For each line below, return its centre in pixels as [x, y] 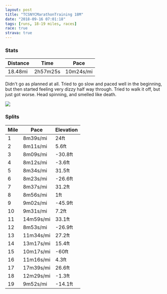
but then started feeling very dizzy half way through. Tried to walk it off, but [83, 89]
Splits [12, 117]
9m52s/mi [35, 284]
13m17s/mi [37, 243]
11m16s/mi [37, 260]
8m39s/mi [35, 138]
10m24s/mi [79, 72]
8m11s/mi [35, 146]
